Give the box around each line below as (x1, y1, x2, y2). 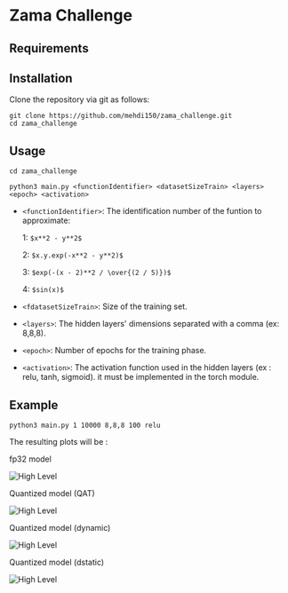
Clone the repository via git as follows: (9, 94, 150, 105)
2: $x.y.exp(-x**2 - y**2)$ (21, 249, 124, 260)
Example (9, 397, 59, 413)
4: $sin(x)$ (21, 284, 65, 295)
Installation (9, 70, 73, 85)
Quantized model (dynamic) (9, 523, 111, 534)
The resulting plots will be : (9, 437, 108, 447)
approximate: (21, 215, 71, 226)
